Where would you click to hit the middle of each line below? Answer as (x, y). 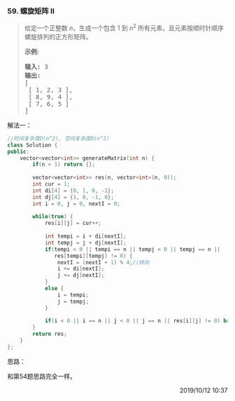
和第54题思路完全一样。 (42, 376)
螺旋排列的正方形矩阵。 (58, 36)
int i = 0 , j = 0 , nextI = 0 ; (76, 204)
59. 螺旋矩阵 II (31, 11)
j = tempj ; (73, 301)
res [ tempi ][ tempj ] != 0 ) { (93, 256)
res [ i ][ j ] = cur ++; (73, 223)
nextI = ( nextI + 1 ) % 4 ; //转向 (103, 262)
